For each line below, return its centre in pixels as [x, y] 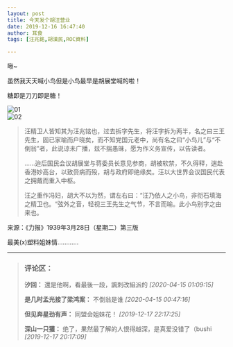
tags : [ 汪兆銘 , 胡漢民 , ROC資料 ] [48, 40]
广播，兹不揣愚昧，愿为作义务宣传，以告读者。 [142, 149]
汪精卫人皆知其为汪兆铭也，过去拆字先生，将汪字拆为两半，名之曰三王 [124, 131]
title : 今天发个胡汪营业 [39, 20]
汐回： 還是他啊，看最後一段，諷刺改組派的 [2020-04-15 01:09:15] [119, 285]
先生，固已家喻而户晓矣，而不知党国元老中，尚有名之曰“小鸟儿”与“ [119, 140]
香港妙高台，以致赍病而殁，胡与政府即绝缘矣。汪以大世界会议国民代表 [124, 172]
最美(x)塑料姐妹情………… [43, 242]
